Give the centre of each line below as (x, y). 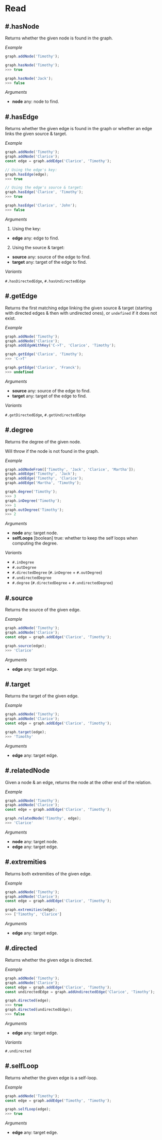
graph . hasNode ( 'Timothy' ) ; (32, 65)
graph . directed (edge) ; (28, 1001)
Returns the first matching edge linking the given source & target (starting (79, 308)
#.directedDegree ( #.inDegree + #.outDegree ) (57, 572)
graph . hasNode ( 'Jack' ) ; (29, 78)
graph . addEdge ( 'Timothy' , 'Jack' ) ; (41, 474)
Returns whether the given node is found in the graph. (59, 38)
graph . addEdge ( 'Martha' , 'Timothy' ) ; (43, 483)
